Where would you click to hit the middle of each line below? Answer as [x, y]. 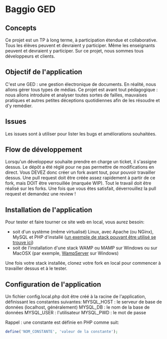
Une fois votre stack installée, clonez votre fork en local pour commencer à [83, 263]
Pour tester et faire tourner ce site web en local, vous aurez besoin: [75, 222]
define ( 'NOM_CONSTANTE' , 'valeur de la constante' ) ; [62, 332]
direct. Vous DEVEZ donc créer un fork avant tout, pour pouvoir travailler [80, 172]
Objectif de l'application [44, 72]
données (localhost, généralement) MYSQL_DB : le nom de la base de [77, 307]
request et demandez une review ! [41, 194]
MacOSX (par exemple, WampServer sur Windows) [66, 253]
